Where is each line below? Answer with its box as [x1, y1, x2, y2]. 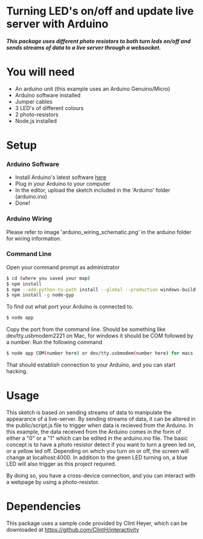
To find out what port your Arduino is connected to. [6, 303, 134, 310]
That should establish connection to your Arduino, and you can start [6, 361, 176, 368]
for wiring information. [6, 235, 62, 242]
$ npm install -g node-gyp [6, 292, 74, 298]
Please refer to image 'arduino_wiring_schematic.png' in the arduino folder [6, 228, 192, 235]
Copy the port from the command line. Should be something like [6, 325, 166, 333]
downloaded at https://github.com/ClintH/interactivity [6, 526, 140, 533]
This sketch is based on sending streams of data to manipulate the [6, 408, 172, 416]
